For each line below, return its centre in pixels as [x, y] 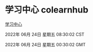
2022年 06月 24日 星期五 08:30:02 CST [45, 34]
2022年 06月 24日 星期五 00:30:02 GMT [45, 44]
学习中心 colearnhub [47, 10]
